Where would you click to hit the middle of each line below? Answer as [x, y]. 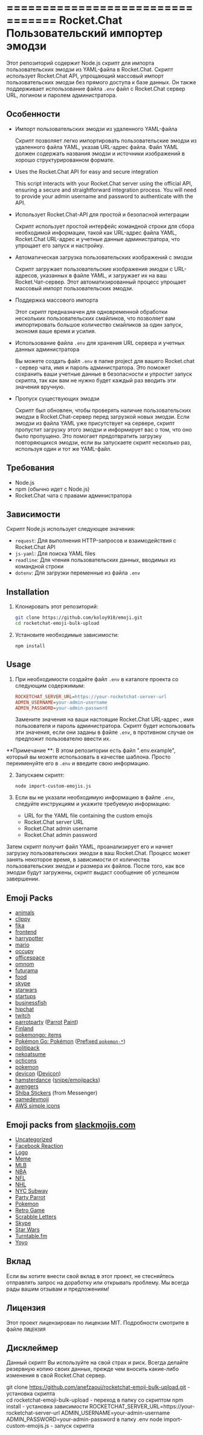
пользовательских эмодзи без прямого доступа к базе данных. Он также [101, 82]
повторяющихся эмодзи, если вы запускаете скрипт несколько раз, [103, 442]
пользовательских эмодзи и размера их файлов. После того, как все [96, 866]
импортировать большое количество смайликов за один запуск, [99, 324]
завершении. [23, 879]
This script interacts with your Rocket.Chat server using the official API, [104, 183]
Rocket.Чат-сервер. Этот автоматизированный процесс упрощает [100, 282]
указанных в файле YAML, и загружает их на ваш [104, 275]
